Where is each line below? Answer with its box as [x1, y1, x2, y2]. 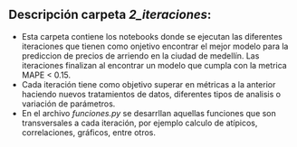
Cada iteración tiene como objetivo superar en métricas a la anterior [21, 78, 276, 89]
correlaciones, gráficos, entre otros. [21, 126, 156, 138]
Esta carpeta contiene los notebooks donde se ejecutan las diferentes [21, 31, 283, 41]
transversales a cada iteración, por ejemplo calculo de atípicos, [21, 117, 258, 128]
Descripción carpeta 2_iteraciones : [8, 7, 212, 23]
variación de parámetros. [21, 98, 116, 109]
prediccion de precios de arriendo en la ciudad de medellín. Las [21, 50, 260, 61]
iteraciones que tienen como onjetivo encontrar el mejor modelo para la [21, 41, 289, 51]
